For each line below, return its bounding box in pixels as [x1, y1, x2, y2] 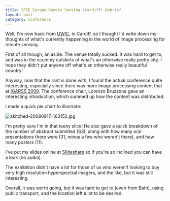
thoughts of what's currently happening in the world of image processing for [5, 36, 165, 42]
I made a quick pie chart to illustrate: [5, 104, 82, 110]
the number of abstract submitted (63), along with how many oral [5, 128, 142, 135]
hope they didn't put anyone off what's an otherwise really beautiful [5, 62, 147, 69]
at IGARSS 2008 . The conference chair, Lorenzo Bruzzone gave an [5, 88, 145, 94]
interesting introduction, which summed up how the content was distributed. [5, 93, 165, 99]
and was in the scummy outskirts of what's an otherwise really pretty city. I [5, 57, 162, 63]
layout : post [5, 12, 33, 17]
